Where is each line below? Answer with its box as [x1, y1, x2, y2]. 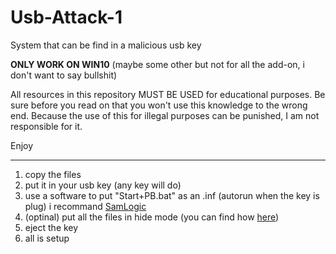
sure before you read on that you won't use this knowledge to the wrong [10, 99, 308, 111]
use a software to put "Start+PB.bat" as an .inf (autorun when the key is [24, 189, 320, 201]
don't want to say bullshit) [10, 69, 118, 81]
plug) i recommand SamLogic [24, 200, 147, 212]
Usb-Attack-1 [10, 6, 123, 29]
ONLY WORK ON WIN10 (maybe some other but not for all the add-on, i [10, 58, 305, 70]
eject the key [24, 221, 79, 233]
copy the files [24, 168, 82, 180]
